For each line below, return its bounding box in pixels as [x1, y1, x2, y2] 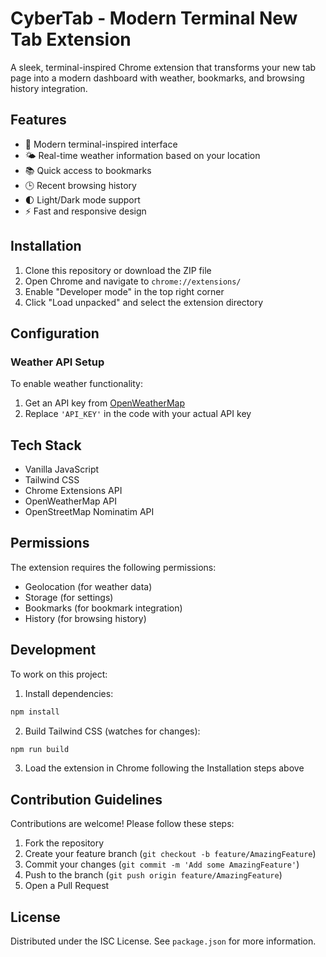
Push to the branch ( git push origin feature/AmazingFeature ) [24, 869, 283, 881]
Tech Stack [10, 437, 82, 454]
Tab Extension [10, 28, 132, 51]
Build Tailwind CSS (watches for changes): [24, 725, 201, 737]
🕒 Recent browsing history [24, 179, 137, 191]
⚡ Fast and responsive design [24, 205, 147, 217]
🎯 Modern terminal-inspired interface [24, 138, 178, 150]
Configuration [10, 325, 100, 342]
